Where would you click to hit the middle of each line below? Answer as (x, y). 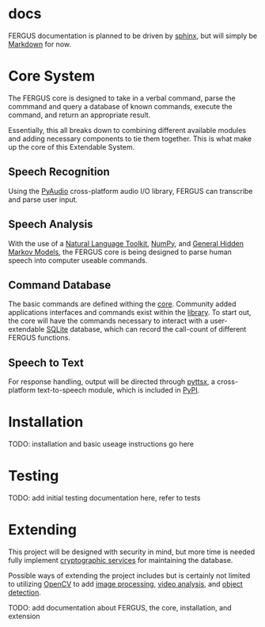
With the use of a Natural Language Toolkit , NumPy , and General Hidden (126, 243)
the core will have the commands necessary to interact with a (108, 321)
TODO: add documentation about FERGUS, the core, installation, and (120, 607)
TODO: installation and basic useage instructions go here (101, 444)
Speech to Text (46, 362)
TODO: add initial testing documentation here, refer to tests (104, 498)
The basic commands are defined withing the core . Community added (122, 304)
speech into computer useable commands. (78, 260)
